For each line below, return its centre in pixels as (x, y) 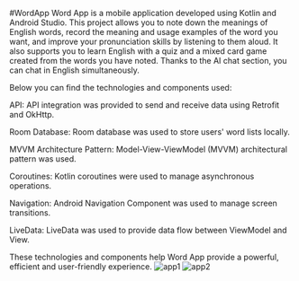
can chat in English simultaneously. (74, 70)
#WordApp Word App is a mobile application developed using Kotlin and (143, 13)
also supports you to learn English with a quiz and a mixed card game (138, 51)
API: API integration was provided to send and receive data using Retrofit (145, 105)
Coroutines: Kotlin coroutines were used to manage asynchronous (132, 176)
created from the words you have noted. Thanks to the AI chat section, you (148, 61)
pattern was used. (43, 159)
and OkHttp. (32, 114)
